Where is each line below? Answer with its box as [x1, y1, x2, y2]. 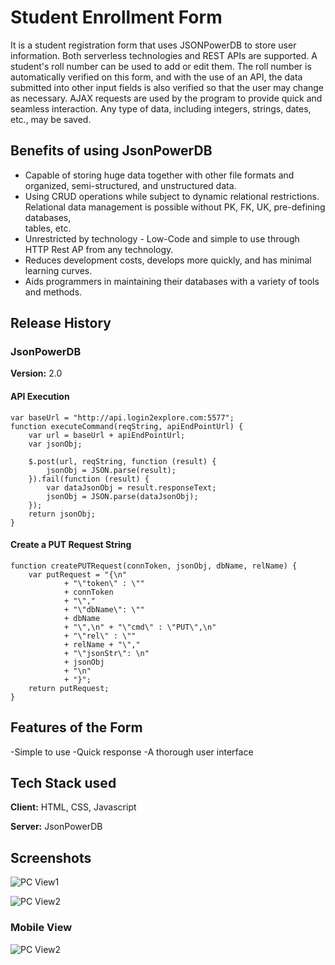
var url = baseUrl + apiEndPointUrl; [28, 430, 186, 440]
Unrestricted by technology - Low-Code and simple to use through [24, 232, 300, 245]
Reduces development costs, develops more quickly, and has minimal [24, 254, 312, 266]
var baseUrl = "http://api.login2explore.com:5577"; [10, 412, 235, 423]
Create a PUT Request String [10, 539, 132, 551]
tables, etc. [24, 222, 72, 234]
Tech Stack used [10, 775, 117, 792]
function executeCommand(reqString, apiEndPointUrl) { [10, 421, 244, 431]
